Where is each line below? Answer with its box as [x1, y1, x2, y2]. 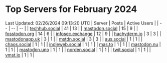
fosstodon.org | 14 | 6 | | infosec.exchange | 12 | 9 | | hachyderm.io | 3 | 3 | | [5, 30, 161, 36]
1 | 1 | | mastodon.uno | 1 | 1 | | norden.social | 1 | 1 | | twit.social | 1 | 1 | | [5, 46, 151, 52]
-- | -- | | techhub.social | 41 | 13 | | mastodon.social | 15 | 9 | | [11, 25, 138, 31]
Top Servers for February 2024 [5, 3, 137, 15]
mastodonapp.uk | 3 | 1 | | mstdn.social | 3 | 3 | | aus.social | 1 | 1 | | [5, 36, 143, 42]
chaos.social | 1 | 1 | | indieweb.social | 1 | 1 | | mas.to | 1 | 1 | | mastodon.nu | [5, 41, 161, 47]
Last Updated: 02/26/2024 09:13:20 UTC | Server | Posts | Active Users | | [5, 20, 159, 26]
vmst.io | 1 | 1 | [5, 51, 35, 58]
